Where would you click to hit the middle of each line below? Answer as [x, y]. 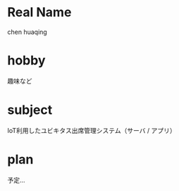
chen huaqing [27, 32]
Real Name [39, 12]
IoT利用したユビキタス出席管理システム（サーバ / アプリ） [92, 130]
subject [30, 110]
